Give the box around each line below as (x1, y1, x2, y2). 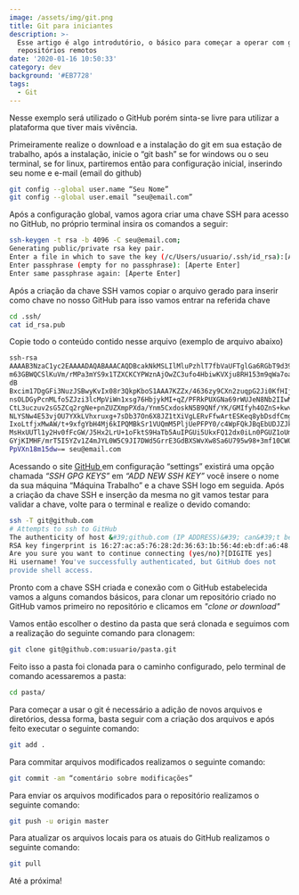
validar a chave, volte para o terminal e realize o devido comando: (9, 499, 251, 510)
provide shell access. (9, 566, 93, 576)
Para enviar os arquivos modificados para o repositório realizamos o (9, 790, 260, 800)
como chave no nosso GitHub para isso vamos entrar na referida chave (9, 294, 271, 305)
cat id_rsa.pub (9, 320, 66, 329)
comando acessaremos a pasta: (9, 670, 126, 681)
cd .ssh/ (9, 311, 42, 321)
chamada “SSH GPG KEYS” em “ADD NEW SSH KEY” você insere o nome (9, 470, 279, 481)
